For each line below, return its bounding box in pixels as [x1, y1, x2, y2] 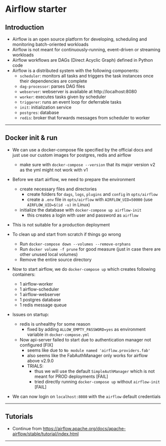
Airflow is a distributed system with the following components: [12, 68, 139, 74]
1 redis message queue [19, 302, 67, 308]
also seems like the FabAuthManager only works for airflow [27, 352, 148, 358]
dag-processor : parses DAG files [19, 83, 85, 89]
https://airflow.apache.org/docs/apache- [42, 425, 126, 431]
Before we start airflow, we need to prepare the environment [12, 176, 135, 182]
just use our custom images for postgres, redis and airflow [12, 152, 131, 158]
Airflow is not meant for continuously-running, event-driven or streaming [12, 47, 161, 52]
